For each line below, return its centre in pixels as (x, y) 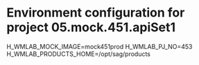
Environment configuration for (96, 13)
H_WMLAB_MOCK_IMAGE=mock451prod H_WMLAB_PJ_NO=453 (99, 46)
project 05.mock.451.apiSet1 (91, 27)
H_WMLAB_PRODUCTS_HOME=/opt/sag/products (78, 54)
